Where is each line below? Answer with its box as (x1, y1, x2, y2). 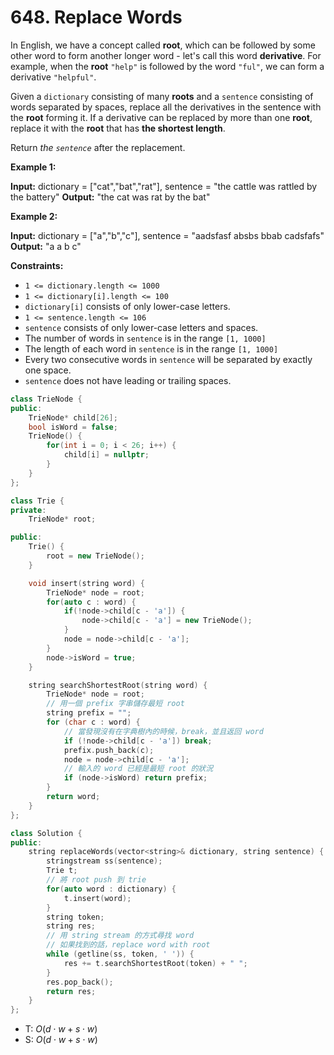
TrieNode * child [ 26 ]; (28, 412, 118, 423)
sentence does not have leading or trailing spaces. (24, 374, 232, 386)
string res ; (46, 921, 97, 931)
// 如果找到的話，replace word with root (46, 940, 211, 950)
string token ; (46, 912, 105, 922)
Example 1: (10, 161, 57, 173)
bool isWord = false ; (28, 422, 118, 432)
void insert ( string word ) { (28, 578, 145, 588)
